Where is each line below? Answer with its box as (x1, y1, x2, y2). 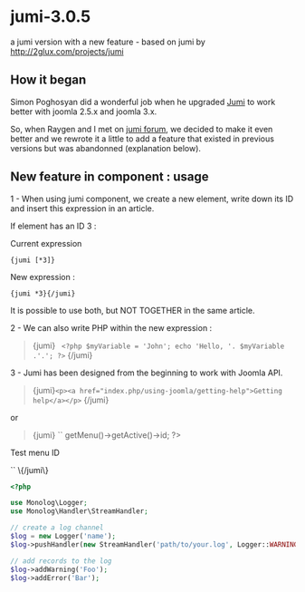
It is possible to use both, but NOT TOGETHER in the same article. (10, 305, 255, 315)
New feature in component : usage (10, 170, 209, 185)
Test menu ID (10, 447, 60, 458)
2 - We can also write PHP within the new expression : (10, 322, 213, 333)
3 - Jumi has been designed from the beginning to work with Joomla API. (10, 367, 283, 378)
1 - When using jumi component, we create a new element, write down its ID (10, 193, 294, 204)
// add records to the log (10, 556, 112, 566)
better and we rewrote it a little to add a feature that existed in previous (10, 133, 275, 144)
